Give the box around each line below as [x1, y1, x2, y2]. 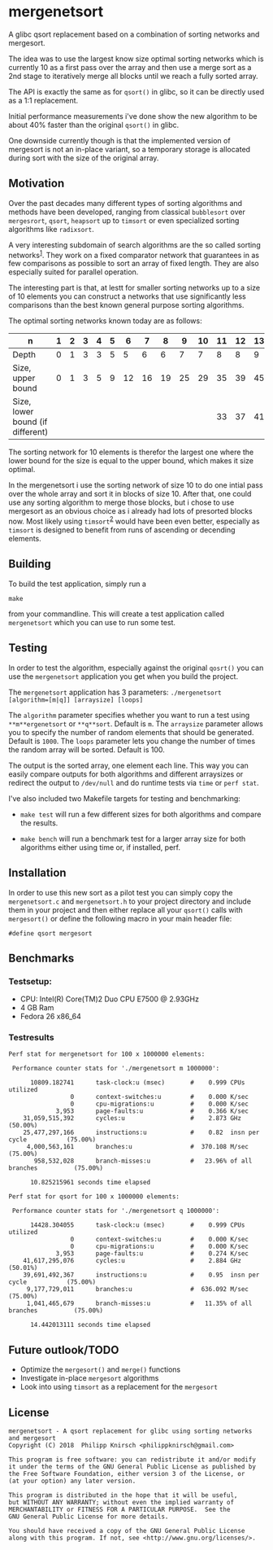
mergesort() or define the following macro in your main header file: [8, 913, 232, 923]
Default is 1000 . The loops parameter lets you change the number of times [8, 736, 256, 746]
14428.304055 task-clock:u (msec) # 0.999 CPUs [29, 1221, 245, 1229]
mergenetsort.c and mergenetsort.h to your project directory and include [8, 896, 252, 906]
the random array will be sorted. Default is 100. [8, 744, 165, 755]
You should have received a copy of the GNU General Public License [8, 1527, 245, 1535]
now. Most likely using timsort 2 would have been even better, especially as [8, 515, 260, 527]
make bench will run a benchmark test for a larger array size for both [19, 834, 246, 843]
